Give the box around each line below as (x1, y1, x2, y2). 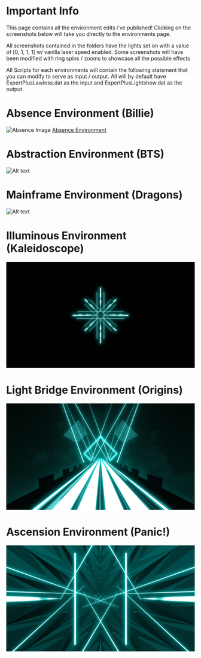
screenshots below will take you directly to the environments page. (6, 30, 172, 37)
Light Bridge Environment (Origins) (6, 384, 184, 397)
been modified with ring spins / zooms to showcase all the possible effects (6, 55, 190, 62)
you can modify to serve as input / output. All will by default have (6, 73, 166, 80)
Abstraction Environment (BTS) (6, 147, 165, 161)
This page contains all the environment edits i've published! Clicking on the (6, 24, 191, 31)
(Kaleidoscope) (6, 242, 84, 255)
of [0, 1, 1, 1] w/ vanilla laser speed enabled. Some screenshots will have (6, 48, 184, 55)
